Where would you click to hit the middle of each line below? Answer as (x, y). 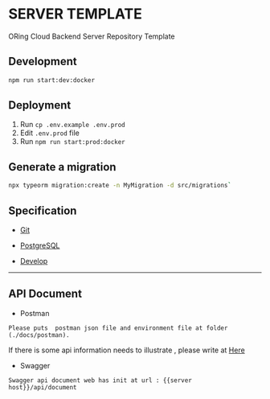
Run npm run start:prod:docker (73, 142)
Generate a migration (62, 167)
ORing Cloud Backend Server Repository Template (92, 36)
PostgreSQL (40, 245)
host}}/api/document (43, 387)
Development (43, 62)
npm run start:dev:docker (51, 80)
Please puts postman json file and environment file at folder (118, 328)
